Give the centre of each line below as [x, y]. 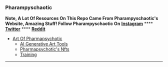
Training [28, 54]
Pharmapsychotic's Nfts [44, 49]
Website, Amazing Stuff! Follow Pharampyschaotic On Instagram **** [79, 23]
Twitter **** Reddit [25, 29]
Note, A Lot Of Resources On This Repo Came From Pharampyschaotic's [82, 18]
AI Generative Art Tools [44, 44]
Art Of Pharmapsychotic [37, 38]
